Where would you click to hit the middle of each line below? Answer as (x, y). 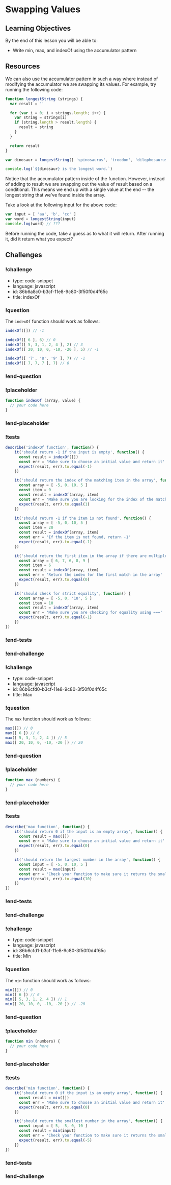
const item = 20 (36, 528)
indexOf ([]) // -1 (25, 330)
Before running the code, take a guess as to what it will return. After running (85, 233)
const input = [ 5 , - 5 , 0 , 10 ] (53, 1126)
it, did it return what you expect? (39, 239)
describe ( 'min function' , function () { (48, 1089)
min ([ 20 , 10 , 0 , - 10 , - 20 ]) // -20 (45, 1004)
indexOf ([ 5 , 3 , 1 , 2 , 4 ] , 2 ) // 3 (44, 345)
